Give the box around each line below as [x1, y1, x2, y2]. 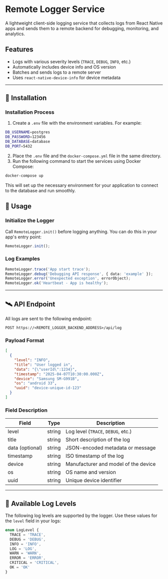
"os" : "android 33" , [14, 381, 57, 386]
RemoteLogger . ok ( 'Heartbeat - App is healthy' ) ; [5, 280, 108, 286]
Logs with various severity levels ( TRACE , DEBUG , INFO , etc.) [12, 59, 131, 65]
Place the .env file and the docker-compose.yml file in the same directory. [12, 153, 161, 159]
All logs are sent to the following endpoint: [5, 316, 92, 322]
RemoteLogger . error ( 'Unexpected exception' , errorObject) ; [5, 276, 131, 281]
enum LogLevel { [5, 527, 39, 533]
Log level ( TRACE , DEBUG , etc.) [65, 428, 132, 435]
